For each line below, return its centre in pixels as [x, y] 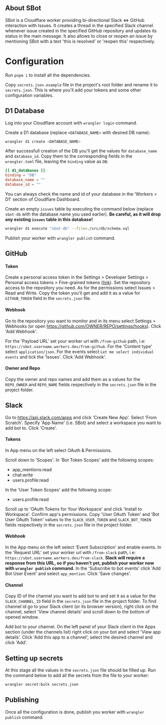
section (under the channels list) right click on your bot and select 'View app [83, 632]
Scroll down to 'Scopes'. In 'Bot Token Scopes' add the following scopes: [80, 460]
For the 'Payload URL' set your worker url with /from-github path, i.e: [75, 341]
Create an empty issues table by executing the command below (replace [79, 209]
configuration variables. [29, 95]
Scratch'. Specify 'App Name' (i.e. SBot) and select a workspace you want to [83, 423]
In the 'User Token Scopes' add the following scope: [59, 490]
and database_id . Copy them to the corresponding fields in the [69, 156]
